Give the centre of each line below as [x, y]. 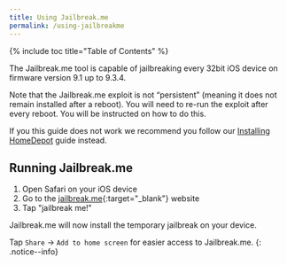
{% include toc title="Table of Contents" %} [89, 51]
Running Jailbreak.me [71, 168]
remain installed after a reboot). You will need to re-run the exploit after [139, 104]
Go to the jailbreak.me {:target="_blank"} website [111, 199]
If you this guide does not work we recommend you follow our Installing [140, 130]
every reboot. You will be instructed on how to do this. [108, 113]
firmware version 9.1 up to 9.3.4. [68, 77]
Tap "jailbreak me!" [57, 208]
